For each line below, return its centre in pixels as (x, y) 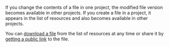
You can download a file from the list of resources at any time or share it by (84, 33)
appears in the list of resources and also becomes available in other (77, 18)
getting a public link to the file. (37, 39)
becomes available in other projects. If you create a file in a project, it (78, 13)
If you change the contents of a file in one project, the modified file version (84, 7)
